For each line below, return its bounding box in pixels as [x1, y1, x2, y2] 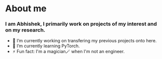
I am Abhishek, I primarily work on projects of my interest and [5, 21, 157, 28]
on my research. [5, 27, 46, 33]
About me [5, 3, 47, 14]
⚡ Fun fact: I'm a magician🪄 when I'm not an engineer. [12, 49, 125, 55]
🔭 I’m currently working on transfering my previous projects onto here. [12, 38, 157, 44]
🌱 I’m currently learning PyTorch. [12, 43, 80, 49]
